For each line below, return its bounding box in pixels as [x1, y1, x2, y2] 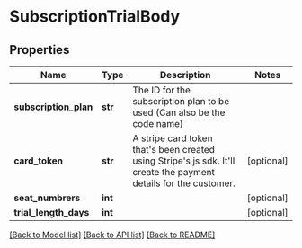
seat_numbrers [13, 191, 81, 204]
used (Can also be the [132, 106, 226, 119]
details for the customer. [132, 177, 236, 190]
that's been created [132, 144, 216, 155]
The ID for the [132, 84, 191, 96]
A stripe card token [132, 132, 213, 145]
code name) [132, 118, 184, 129]
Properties [9, 42, 70, 58]
